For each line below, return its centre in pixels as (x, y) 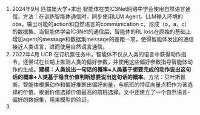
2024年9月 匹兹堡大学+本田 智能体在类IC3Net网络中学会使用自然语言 (99, 9)
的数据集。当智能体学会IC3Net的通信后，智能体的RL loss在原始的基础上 (102, 31)
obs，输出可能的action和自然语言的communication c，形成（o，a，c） (101, 24)
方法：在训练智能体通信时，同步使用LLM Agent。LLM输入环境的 (103, 16)
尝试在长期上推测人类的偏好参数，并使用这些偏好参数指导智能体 (108, 62)
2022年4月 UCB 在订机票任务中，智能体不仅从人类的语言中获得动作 (96, 54)
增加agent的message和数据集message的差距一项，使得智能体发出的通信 (103, 39)
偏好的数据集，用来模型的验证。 (52, 100)
